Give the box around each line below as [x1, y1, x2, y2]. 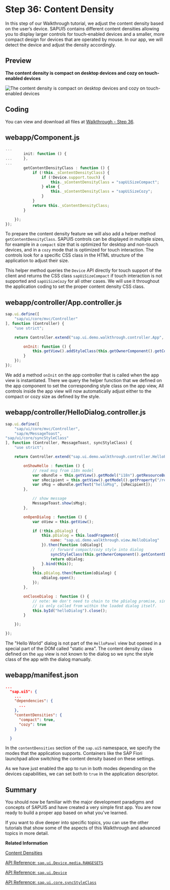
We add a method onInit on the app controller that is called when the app [5, 372, 159, 378]
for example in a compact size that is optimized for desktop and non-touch [5, 241, 158, 247]
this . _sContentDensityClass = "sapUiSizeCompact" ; [50, 180, 159, 185]
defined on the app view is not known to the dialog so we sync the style [5, 651, 154, 657]
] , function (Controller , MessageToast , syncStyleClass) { [5, 440, 133, 446]
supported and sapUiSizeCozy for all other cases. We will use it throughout [5, 278, 160, 284]
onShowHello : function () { [23, 463, 85, 469]
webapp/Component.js [5, 133, 80, 142]
